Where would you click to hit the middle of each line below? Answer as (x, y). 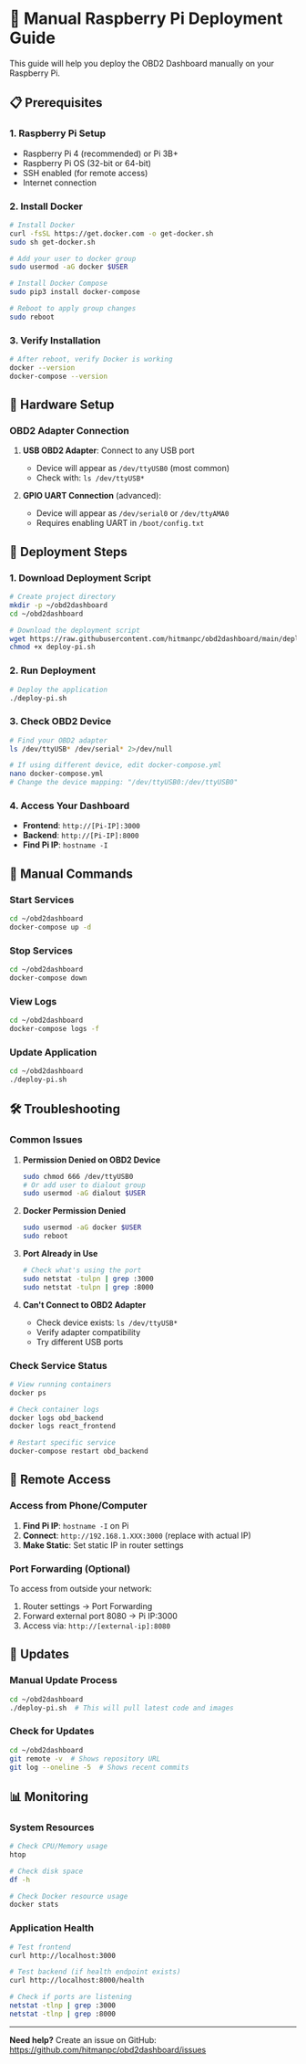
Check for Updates (52, 1732)
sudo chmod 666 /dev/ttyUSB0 (78, 1176)
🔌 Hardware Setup (62, 405)
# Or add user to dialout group (84, 1185)
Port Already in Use (60, 1253)
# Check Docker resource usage (69, 1896)
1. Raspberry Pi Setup (58, 133)
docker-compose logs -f (55, 1029)
